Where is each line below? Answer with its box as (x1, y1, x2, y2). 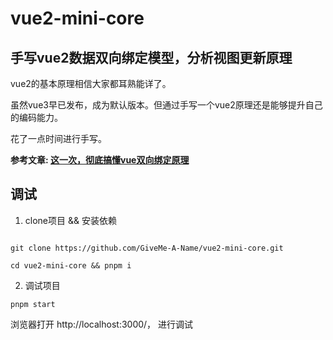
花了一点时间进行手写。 (10, 133, 107, 144)
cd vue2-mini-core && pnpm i (10, 260, 132, 271)
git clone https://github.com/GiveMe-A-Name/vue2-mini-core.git (10, 243, 284, 253)
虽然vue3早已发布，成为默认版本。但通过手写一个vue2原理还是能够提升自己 (10, 99, 323, 111)
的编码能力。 (10, 112, 63, 123)
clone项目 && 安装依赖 (24, 214, 117, 226)
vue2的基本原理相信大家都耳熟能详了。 (10, 78, 172, 89)
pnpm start (10, 299, 56, 309)
